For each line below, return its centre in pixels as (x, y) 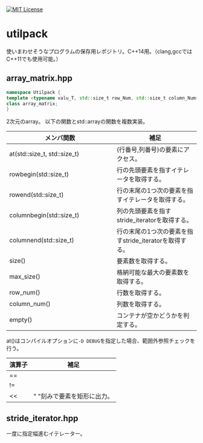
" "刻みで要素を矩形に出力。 (73, 396)
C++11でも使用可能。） (34, 59)
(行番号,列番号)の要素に (150, 150)
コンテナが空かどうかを (150, 316)
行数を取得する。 (141, 293)
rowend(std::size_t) (37, 195)
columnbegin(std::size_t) (44, 215)
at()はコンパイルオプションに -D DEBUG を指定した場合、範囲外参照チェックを (101, 341)
